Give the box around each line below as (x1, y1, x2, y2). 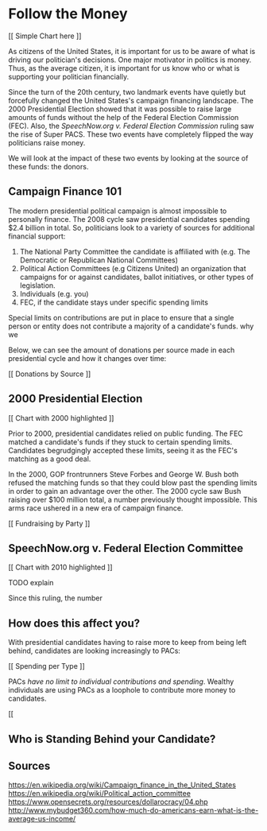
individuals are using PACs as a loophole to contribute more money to (8, 685, 236, 695)
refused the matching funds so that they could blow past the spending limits (8, 478, 257, 487)
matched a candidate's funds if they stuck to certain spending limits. (8, 437, 233, 446)
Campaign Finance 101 (8, 184, 122, 199)
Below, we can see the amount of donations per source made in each (8, 345, 235, 355)
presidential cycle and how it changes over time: (8, 353, 167, 363)
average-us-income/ (8, 814, 76, 824)
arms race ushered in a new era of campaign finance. (8, 503, 184, 513)
